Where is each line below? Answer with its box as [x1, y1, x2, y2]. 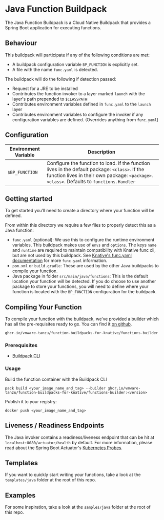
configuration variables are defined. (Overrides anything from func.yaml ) [12, 116, 159, 123]
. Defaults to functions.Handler [64, 178, 136, 185]
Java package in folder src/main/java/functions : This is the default [12, 273, 148, 279]
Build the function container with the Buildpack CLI [5, 376, 107, 382]
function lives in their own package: [46, 172, 128, 179]
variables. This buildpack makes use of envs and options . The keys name [12, 242, 157, 248]
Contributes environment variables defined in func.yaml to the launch [12, 101, 151, 107]
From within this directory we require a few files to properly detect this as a [5, 222, 156, 228]
